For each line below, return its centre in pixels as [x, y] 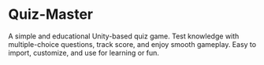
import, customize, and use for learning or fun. [84, 52]
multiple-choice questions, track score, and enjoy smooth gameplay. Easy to [132, 44]
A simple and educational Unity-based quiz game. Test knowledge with [124, 36]
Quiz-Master [50, 14]
